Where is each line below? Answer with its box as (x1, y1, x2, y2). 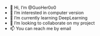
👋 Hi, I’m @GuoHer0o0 (9, 5, 56, 10)
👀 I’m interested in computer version (9, 10, 84, 16)
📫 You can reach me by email (9, 26, 72, 31)
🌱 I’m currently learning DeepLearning (9, 15, 88, 20)
